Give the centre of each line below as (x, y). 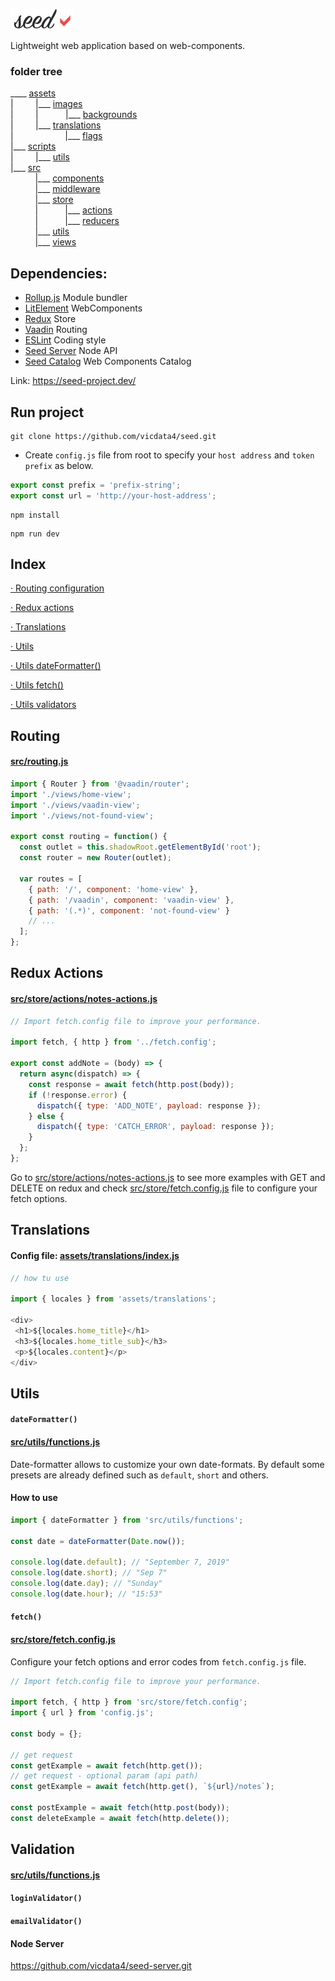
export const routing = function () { (89, 837)
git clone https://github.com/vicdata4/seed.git (113, 436)
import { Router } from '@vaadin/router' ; (100, 784)
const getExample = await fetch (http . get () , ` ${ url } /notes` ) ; (142, 1787)
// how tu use (40, 1278)
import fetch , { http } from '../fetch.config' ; (113, 1042)
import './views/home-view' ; (71, 794)
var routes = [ (51, 879)
